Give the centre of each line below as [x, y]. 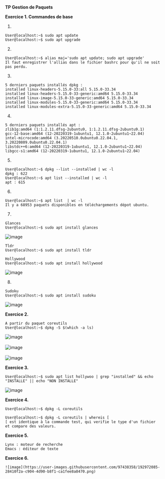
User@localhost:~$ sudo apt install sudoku [51, 296]
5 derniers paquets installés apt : [43, 125]
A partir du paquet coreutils [36, 323]
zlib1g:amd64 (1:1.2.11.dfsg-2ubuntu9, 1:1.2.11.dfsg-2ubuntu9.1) [75, 129]
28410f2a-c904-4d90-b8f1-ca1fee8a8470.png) [51, 472]
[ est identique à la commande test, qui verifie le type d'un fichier [80, 422]
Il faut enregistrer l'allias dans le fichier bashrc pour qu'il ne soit [83, 62]
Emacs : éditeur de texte [32, 449]
